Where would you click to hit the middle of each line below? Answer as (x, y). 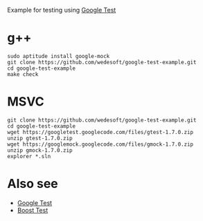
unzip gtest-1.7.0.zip (40, 138)
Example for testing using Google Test (62, 10)
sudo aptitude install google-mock (59, 56)
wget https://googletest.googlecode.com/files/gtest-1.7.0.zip (100, 132)
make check (23, 74)
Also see (33, 184)
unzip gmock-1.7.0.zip (40, 150)
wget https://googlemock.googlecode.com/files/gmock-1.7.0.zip (100, 144)
